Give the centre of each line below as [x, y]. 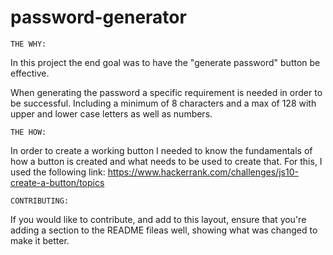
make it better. [40, 240]
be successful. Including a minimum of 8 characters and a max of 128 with [163, 103]
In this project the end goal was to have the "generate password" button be [165, 62]
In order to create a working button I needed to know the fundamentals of [161, 150]
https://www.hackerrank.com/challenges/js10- [203, 172]
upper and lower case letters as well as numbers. [111, 113]
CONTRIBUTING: [40, 201]
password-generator [98, 17]
